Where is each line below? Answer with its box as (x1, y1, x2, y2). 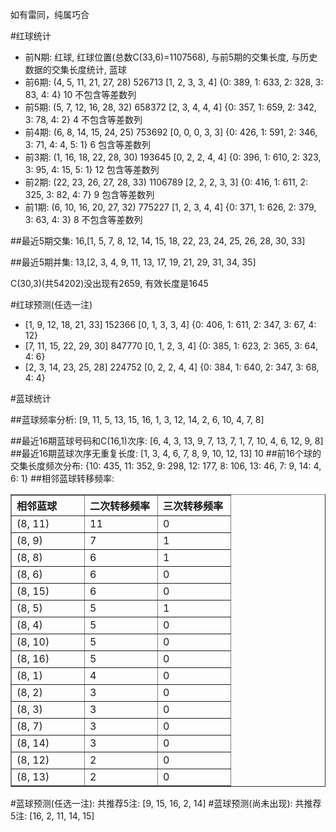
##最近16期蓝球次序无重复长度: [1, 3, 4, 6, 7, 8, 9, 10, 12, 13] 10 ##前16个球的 (10, 448, 322, 459)
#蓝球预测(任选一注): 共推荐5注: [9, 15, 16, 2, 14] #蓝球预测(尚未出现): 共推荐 (10, 798, 322, 809)
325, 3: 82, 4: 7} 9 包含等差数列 (24, 189, 155, 200)
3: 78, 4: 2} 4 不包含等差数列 (24, 114, 143, 125)
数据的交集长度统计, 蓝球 (24, 64, 127, 75)
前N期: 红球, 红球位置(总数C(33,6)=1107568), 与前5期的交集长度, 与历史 (24, 51, 318, 63)
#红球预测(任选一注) (10, 299, 93, 310)
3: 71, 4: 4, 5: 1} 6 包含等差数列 (24, 139, 152, 150)
